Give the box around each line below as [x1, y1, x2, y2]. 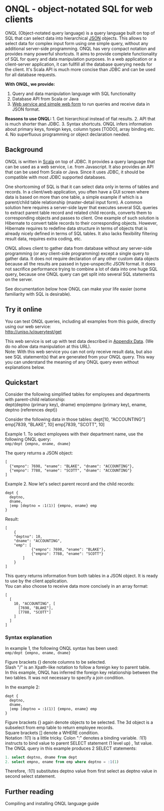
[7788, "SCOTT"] [18, 610, 51, 615]
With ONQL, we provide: [5, 81, 55, 87]
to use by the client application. [5, 578, 68, 584]
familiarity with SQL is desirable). [5, 291, 72, 297]
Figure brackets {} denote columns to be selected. [5, 659, 106, 665]
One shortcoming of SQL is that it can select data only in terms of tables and [5, 184, 159, 190]
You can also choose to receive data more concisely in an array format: [5, 583, 148, 589]
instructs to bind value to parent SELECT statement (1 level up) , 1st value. [5, 740, 153, 746]
